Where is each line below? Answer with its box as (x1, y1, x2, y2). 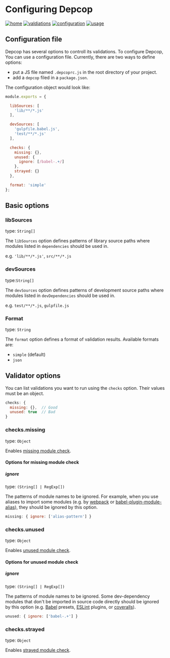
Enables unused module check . (5, 547, 71, 554)
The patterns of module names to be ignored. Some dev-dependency (5, 593, 150, 599)
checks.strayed (5, 626, 45, 633)
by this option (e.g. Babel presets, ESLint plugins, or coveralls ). (5, 604, 136, 610)
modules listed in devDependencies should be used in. (5, 293, 115, 299)
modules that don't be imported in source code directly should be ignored (5, 598, 159, 604)
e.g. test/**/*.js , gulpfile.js (5, 302, 69, 308)
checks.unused (5, 526, 45, 533)
